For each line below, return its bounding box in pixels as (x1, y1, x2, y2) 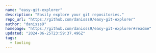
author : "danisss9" (5, 21, 47, 27)
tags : (5, 36, 17, 41)
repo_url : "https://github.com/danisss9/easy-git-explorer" (5, 17, 136, 22)
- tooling (10, 40, 31, 45)
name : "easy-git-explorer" (5, 7, 63, 13)
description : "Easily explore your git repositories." (5, 12, 124, 17)
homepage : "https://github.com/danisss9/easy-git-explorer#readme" (5, 26, 152, 31)
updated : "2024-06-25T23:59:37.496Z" (5, 31, 86, 36)
